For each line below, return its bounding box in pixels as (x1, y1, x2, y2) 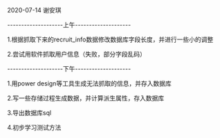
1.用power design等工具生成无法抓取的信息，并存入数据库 (7, 79, 172, 88)
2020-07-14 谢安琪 (7, 6, 62, 14)
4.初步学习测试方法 (7, 124, 62, 131)
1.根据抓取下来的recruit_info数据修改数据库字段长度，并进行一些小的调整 (7, 35, 214, 43)
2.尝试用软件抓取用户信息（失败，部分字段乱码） (7, 50, 147, 58)
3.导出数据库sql (7, 109, 52, 117)
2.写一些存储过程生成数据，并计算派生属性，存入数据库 (7, 94, 165, 102)
